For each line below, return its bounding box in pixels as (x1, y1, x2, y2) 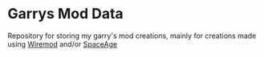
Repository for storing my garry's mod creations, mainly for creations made (7, 31, 257, 40)
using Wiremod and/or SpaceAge (7, 39, 118, 48)
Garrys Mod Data (7, 5, 124, 23)
